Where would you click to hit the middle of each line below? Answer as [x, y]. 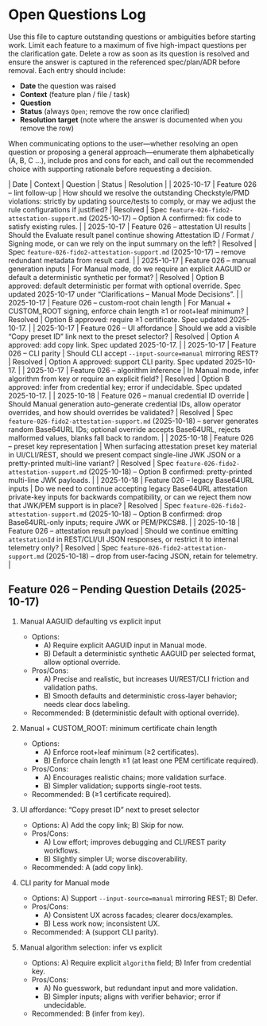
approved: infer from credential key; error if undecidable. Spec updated [125, 387]
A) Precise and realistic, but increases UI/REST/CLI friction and [146, 678]
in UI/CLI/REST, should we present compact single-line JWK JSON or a [124, 454]
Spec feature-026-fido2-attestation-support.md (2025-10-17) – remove [127, 251]
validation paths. [70, 687]
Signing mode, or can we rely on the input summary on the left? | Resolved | [132, 243]
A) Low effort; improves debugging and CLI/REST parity [135, 841]
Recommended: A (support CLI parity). [95, 931]
